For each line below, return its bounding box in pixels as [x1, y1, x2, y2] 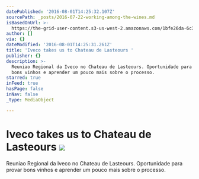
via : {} [6, 36, 25, 42]
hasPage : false [6, 86, 44, 92]
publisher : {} [6, 53, 41, 59]
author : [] [6, 31, 33, 37]
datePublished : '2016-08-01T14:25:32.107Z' [6, 8, 115, 15]
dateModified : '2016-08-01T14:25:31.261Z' [6, 42, 113, 48]
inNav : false [6, 91, 38, 97]
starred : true [6, 75, 41, 81]
